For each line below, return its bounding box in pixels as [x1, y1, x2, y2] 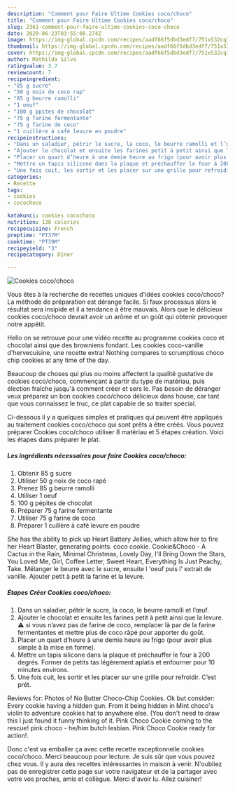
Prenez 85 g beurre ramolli [17, 484, 94, 493]
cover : [7, 50, 27, 57]
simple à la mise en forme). [17, 643, 96, 652]
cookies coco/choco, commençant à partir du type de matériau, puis [7, 377, 205, 386]
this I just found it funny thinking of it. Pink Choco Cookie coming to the [7, 716, 213, 725]
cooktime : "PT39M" [7, 238, 61, 246]
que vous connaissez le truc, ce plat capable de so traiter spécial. [7, 399, 197, 408]
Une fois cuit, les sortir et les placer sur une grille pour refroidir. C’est [17, 673, 217, 681]
